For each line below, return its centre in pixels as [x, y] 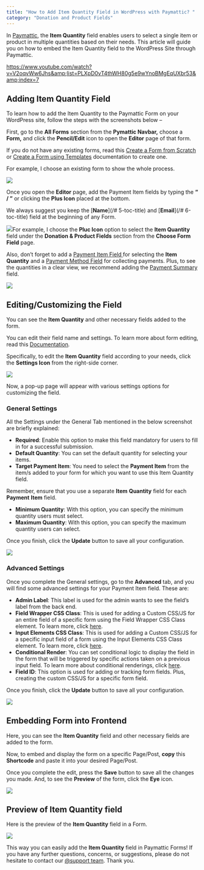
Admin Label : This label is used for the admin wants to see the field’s [102, 600]
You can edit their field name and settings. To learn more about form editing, [102, 338]
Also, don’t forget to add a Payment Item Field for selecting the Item [92, 254]
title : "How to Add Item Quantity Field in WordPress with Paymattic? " [101, 12]
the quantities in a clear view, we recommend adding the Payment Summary [102, 268]
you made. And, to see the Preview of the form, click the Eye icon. [90, 779]
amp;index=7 [23, 80]
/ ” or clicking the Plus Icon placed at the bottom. [68, 199]
